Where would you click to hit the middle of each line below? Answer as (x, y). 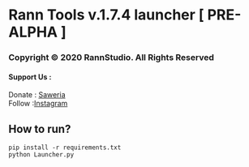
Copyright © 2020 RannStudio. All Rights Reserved (112, 58)
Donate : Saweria (37, 95)
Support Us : (30, 77)
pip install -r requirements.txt (65, 148)
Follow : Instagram (38, 104)
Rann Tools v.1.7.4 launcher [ (106, 15)
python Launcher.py (41, 155)
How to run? (40, 128)
